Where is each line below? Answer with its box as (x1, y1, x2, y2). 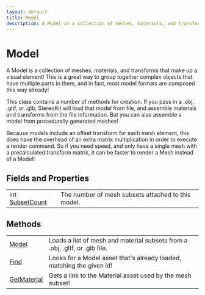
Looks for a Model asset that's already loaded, (48, 253, 182, 262)
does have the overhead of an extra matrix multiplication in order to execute (6, 136, 197, 144)
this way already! (6, 86, 49, 93)
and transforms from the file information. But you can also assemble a (6, 111, 182, 118)
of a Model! (6, 155, 35, 162)
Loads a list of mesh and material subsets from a (48, 236, 188, 244)
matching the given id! (48, 261, 113, 269)
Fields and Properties (6, 173, 90, 183)
